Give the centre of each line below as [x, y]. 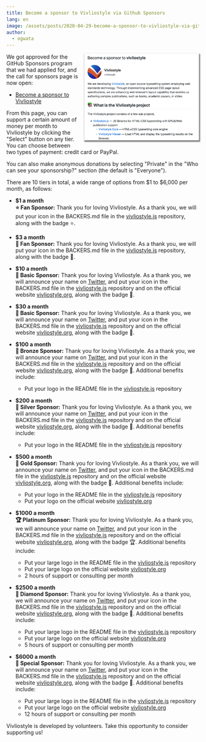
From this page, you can [37, 113]
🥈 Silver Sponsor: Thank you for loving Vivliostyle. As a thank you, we [103, 407]
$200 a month [34, 401]
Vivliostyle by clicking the [39, 133]
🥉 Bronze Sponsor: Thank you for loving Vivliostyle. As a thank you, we [105, 351]
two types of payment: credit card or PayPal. [63, 152]
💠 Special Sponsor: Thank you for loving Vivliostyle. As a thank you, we [106, 663]
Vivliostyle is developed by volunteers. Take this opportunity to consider [97, 726]
